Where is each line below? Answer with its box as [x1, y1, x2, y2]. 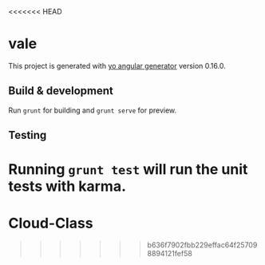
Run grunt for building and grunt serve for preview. [8, 105, 177, 115]
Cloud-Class [8, 214, 93, 232]
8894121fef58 [147, 249, 193, 259]
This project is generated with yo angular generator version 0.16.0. [8, 61, 226, 70]
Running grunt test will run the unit [8, 160, 248, 179]
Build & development [8, 84, 113, 98]
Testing [8, 129, 47, 142]
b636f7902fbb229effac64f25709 [147, 240, 258, 250]
